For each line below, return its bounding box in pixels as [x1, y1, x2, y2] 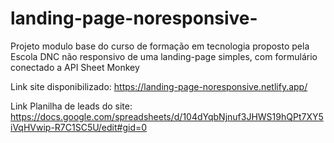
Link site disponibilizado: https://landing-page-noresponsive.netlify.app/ [10, 80, 308, 92]
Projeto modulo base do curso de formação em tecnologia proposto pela [10, 40, 310, 52]
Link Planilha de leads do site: [10, 100, 133, 112]
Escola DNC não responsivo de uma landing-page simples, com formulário [10, 50, 318, 62]
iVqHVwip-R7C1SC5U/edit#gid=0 [10, 121, 148, 133]
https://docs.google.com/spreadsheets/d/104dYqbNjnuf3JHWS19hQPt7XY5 [10, 110, 324, 122]
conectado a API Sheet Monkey [10, 61, 140, 73]
